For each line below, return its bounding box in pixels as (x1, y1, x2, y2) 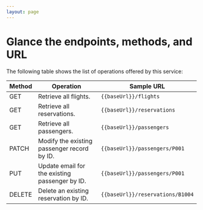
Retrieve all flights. (38, 92, 91, 100)
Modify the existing (38, 136, 92, 145)
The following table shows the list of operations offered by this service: (6, 68, 183, 75)
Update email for (38, 161, 86, 170)
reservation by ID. (38, 194, 89, 202)
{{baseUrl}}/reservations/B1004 (100, 191, 194, 198)
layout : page (6, 8, 39, 15)
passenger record (38, 144, 89, 153)
